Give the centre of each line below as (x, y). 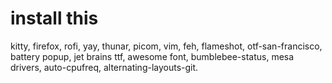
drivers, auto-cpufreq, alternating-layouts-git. (104, 67)
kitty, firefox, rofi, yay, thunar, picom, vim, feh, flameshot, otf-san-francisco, (166, 46)
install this (54, 18)
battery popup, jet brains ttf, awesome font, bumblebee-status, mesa (152, 56)
